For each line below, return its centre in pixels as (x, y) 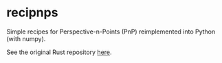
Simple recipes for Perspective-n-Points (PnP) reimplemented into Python (111, 32)
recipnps (32, 13)
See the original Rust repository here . (59, 52)
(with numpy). (26, 38)
